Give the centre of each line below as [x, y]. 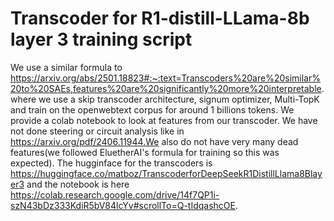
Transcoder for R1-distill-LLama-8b [160, 18]
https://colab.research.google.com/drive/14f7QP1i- [115, 194]
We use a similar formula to [66, 67]
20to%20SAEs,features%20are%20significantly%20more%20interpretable [166, 88]
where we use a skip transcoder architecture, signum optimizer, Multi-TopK [165, 99]
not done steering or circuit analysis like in [97, 131]
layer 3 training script [101, 39]
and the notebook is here [78, 184]
